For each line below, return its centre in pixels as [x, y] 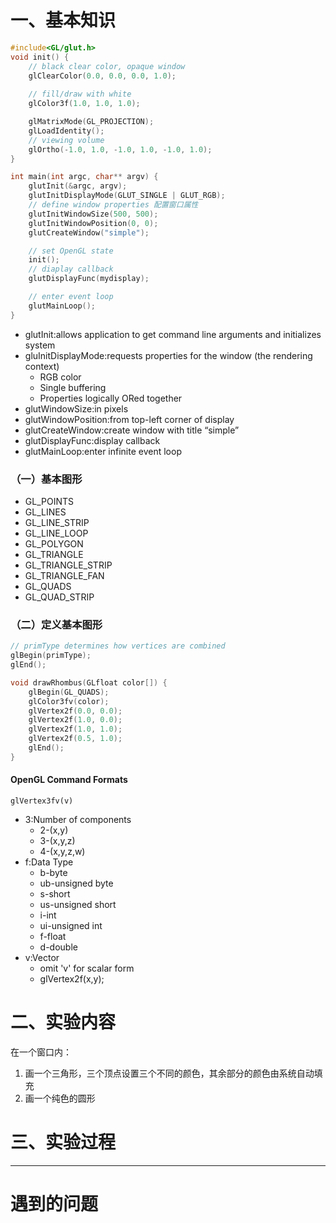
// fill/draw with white [80, 94]
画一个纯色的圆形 [60, 1098]
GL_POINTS [49, 501]
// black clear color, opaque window [107, 66]
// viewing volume [66, 140]
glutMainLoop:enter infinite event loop [103, 451]
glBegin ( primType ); [51, 656]
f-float [53, 936]
